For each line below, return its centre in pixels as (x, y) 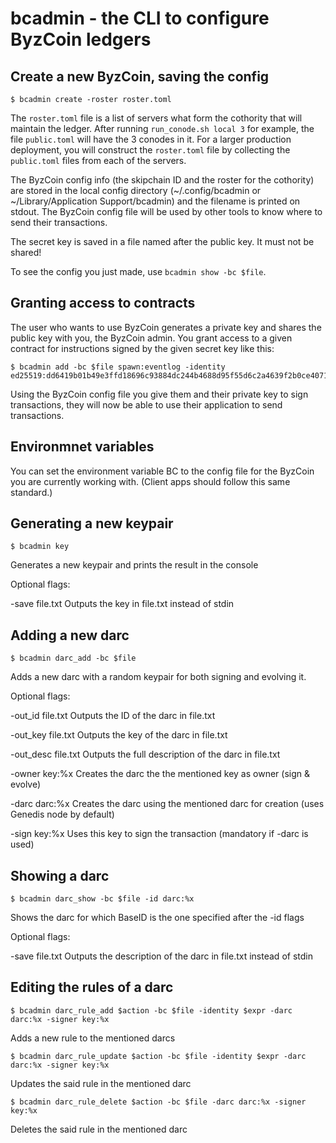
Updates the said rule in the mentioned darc (101, 1083)
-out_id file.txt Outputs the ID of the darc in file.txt (113, 716)
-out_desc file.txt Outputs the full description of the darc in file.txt (145, 754)
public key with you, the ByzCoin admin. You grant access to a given (151, 338)
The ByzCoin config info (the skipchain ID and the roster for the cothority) (162, 180)
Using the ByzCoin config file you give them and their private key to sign (159, 394)
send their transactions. (59, 222)
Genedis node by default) (62, 814)
